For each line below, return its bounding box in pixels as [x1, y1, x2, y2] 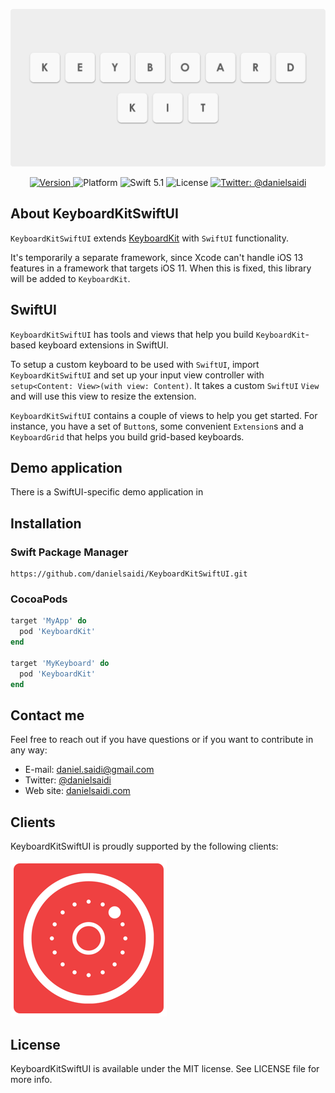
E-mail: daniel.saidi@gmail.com [24, 764, 155, 776]
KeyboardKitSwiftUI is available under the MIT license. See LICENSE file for [10, 1062, 320, 1074]
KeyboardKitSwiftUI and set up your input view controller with [10, 369, 265, 381]
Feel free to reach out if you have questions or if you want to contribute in [10, 734, 314, 746]
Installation [10, 515, 82, 532]
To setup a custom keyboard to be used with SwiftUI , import [10, 358, 260, 370]
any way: [10, 744, 48, 756]
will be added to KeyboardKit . [10, 272, 131, 284]
